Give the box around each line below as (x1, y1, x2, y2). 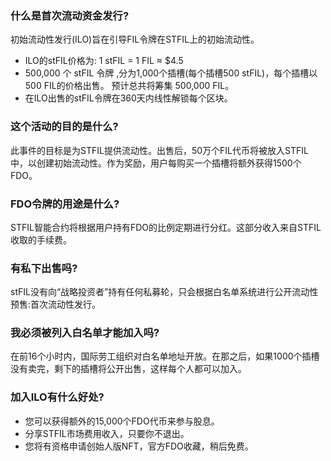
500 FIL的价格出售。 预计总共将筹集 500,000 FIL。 (24, 80, 235, 92)
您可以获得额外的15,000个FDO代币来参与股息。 (24, 415, 220, 427)
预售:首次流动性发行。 (10, 298, 102, 311)
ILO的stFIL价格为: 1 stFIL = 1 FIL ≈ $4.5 (24, 55, 184, 67)
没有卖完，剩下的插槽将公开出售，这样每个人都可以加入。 (10, 363, 247, 375)
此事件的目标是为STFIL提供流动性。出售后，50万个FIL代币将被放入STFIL (10, 144, 309, 156)
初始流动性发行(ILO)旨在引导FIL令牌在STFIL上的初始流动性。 (10, 33, 260, 46)
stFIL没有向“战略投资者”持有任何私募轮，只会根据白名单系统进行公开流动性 (10, 286, 319, 298)
